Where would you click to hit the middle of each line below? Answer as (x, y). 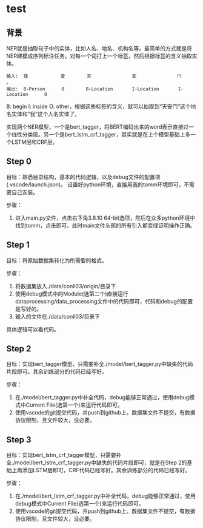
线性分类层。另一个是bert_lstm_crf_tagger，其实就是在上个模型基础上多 (101, 134)
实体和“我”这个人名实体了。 (46, 114)
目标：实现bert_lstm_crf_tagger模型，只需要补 (64, 455)
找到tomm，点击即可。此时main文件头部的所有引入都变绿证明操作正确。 (105, 225)
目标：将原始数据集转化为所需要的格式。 (57, 260)
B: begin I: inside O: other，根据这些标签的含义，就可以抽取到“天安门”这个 (98, 106)
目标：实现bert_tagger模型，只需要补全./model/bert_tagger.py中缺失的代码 (100, 364)
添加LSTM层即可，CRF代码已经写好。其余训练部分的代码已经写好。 (106, 470)
